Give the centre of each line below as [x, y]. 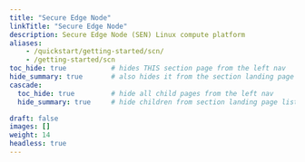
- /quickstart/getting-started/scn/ [95, 52]
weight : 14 [30, 135]
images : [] [30, 127]
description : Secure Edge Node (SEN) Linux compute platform [128, 34]
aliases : [26, 43]
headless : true [38, 144]
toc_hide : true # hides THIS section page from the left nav [148, 69]
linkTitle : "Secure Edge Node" [69, 26]
